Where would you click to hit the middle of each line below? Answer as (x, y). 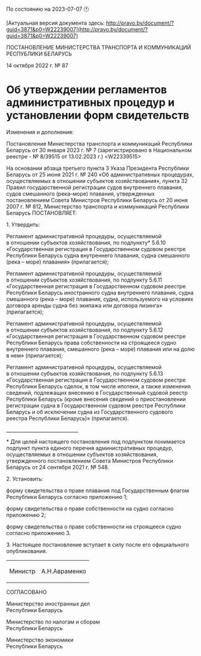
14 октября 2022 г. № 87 (37, 65)
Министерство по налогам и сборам (53, 622)
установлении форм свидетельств (98, 115)
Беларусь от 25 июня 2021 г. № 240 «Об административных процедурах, (100, 175)
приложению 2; (26, 515)
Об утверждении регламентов (87, 90)
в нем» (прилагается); (34, 355)
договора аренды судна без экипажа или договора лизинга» (84, 305)
